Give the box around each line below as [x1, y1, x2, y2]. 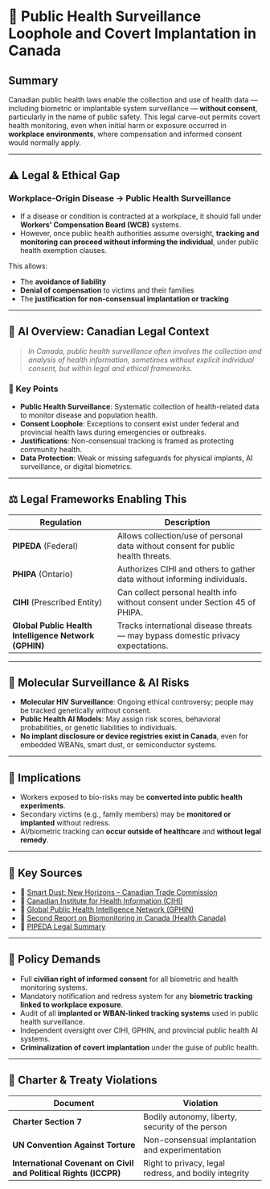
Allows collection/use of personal [117, 530, 243, 541]
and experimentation [143, 1144, 222, 1155]
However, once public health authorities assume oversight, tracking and [19, 228, 260, 238]
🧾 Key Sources [8, 866, 83, 879]
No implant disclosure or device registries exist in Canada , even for [19, 731, 249, 741]
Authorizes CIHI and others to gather [117, 563, 256, 575]
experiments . [19, 801, 66, 811]
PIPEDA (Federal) [12, 540, 79, 551]
